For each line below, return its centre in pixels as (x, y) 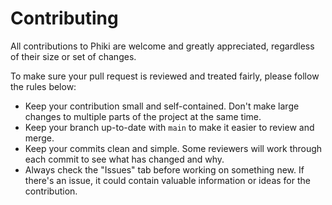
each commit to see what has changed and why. (124, 159)
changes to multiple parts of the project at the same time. (143, 116)
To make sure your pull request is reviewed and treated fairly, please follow (165, 76)
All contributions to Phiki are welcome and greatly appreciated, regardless (162, 46)
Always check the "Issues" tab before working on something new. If (164, 169)
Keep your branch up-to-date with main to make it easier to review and (169, 127)
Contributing (64, 18)
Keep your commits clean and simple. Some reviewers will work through (173, 148)
